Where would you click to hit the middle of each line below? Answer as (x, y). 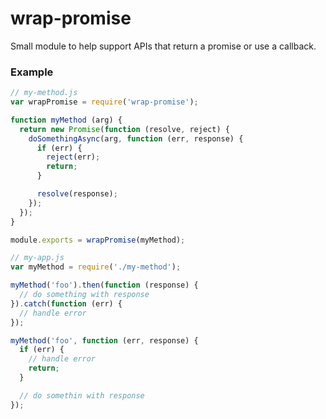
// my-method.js (44, 93)
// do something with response (84, 295)
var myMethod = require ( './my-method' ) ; (96, 267)
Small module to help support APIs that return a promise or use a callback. (163, 46)
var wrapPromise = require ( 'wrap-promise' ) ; (104, 102)
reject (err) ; (73, 157)
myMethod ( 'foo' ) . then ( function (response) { (104, 285)
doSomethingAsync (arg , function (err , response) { (136, 138)
